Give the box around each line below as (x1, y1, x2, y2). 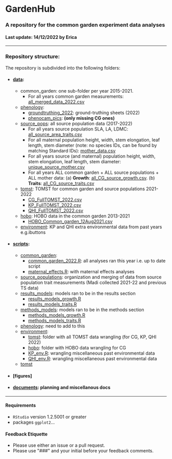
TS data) (20, 285, 39, 291)
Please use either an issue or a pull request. (12, 442, 105, 448)
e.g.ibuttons (20, 229, 46, 235)
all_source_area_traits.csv (28, 131, 82, 137)
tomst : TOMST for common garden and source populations (20, 185, 145, 192)
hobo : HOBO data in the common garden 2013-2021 (20, 213, 130, 219)
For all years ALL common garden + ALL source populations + (28, 169, 159, 176)
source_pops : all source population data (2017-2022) (20, 120, 133, 126)
